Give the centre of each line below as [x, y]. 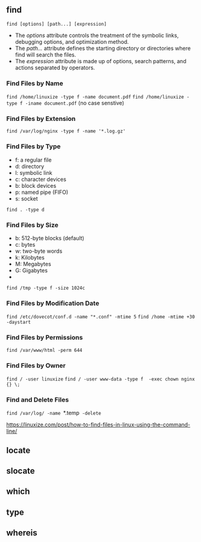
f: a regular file [33, 160]
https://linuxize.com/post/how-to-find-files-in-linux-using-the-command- [98, 425]
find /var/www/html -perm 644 [44, 350]
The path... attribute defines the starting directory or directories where [103, 48]
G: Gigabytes [31, 270]
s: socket [26, 198]
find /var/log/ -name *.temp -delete [54, 413]
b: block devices [35, 185]
